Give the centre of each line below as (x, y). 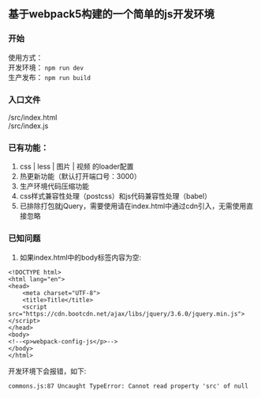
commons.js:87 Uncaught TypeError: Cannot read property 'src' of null (128, 386)
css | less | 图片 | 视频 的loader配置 (76, 167)
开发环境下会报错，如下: (47, 371)
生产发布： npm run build (50, 77)
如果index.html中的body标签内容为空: (80, 257)
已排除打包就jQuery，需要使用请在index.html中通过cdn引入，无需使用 (133, 206)
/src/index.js (28, 126)
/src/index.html (33, 117)
